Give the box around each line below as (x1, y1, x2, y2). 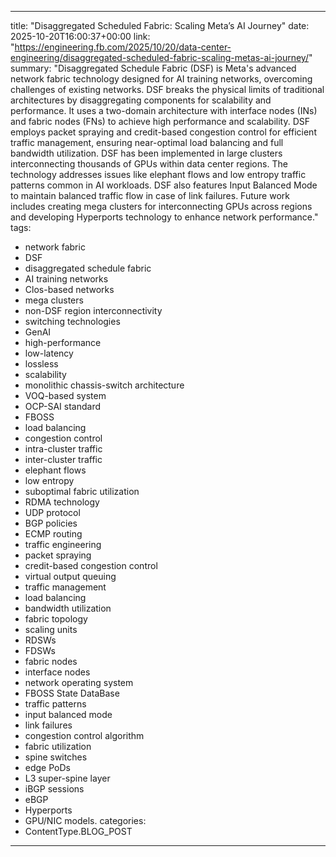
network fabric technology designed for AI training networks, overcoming (10, 73, 313, 85)
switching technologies (24, 316, 121, 327)
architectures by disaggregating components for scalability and (10, 94, 272, 106)
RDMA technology (24, 496, 100, 508)
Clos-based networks (24, 284, 115, 295)
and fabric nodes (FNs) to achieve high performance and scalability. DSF (10, 116, 311, 127)
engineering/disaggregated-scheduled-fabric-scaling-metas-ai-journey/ (10, 52, 309, 63)
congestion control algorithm (24, 730, 145, 741)
